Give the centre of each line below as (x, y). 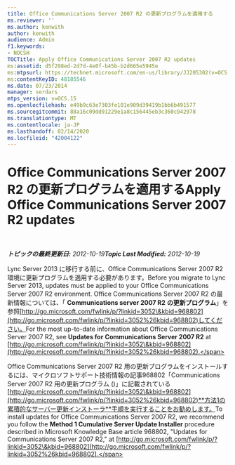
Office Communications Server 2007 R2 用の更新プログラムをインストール (115, 367)
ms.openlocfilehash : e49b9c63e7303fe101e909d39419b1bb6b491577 (102, 105)
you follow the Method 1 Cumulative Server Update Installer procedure (111, 424)
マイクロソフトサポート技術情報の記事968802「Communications (126, 375)
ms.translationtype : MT (42, 118)
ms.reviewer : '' (31, 20)
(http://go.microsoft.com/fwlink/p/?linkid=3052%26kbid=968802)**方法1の (116, 400)
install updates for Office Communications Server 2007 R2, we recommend (116, 417)
